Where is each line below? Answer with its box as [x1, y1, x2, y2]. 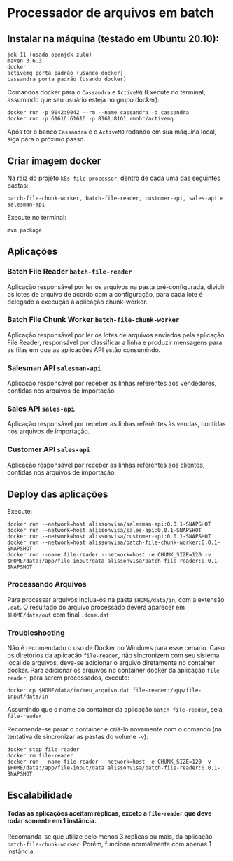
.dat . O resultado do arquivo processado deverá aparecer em [7, 603, 185, 611]
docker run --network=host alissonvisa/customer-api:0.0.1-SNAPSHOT [7, 533, 211, 540]
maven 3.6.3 [7, 57, 42, 64]
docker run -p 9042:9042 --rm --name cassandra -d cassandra [7, 109, 190, 116]
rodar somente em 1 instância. [7, 817, 97, 825]
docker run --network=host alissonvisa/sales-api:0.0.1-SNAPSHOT [7, 526, 202, 533]
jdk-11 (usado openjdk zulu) [7, 51, 92, 58]
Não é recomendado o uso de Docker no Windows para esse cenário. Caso [7, 644, 225, 652]
